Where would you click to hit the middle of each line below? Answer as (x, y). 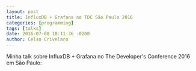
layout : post (23, 12)
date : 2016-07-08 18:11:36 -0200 (48, 34)
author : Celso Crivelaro (37, 39)
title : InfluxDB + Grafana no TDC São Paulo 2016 (70, 17)
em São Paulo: (24, 63)
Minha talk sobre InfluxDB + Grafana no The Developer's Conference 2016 (98, 56)
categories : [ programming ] (40, 23)
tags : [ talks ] (24, 28)
